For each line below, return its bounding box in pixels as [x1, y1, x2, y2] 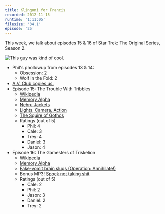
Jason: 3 [27, 192, 45, 198]
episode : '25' [5, 26, 35, 31]
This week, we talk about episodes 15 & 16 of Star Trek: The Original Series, [5, 40, 161, 46]
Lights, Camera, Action [19, 107, 67, 113]
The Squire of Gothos [19, 112, 64, 118]
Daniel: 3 [27, 139, 46, 145]
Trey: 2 [27, 203, 42, 209]
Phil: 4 [27, 123, 41, 129]
